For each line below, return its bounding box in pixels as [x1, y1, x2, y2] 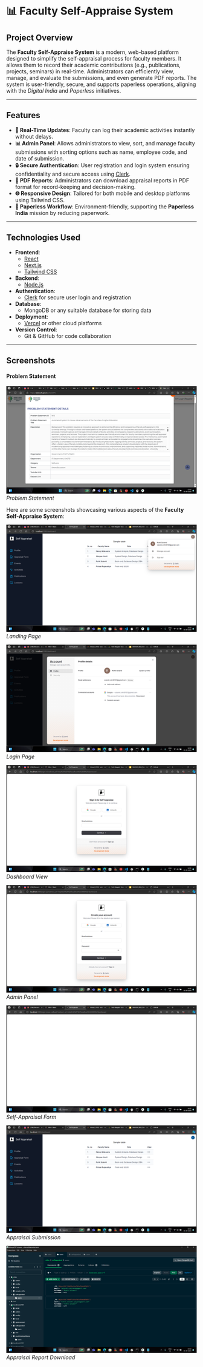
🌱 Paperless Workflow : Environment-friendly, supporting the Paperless [14, 203, 195, 210]
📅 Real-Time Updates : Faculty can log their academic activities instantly [14, 126, 195, 133]
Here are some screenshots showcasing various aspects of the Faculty [6, 506, 184, 513]
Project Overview [6, 32, 73, 42]
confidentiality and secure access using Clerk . [14, 170, 131, 177]
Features [6, 110, 40, 121]
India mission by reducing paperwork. [14, 209, 110, 216]
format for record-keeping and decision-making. [14, 183, 136, 190]
